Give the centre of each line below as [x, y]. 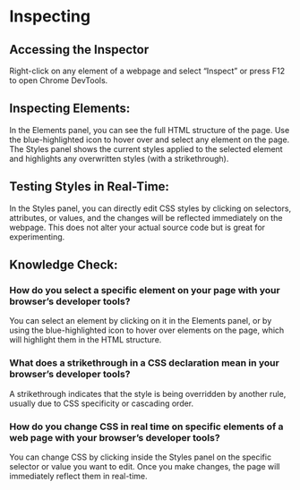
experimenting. [37, 237]
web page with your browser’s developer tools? [115, 437]
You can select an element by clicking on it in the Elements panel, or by [141, 321]
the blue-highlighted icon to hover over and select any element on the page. [150, 139]
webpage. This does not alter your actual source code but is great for [137, 227]
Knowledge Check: [64, 265]
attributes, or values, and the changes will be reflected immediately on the [146, 217]
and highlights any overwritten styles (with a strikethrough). [119, 158]
